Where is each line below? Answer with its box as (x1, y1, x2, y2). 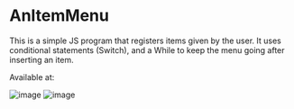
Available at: (9, 71, 55, 82)
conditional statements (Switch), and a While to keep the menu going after (9, 44, 286, 55)
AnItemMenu (9, 5, 110, 26)
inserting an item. (9, 54, 74, 65)
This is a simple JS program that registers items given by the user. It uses (9, 35, 281, 46)
